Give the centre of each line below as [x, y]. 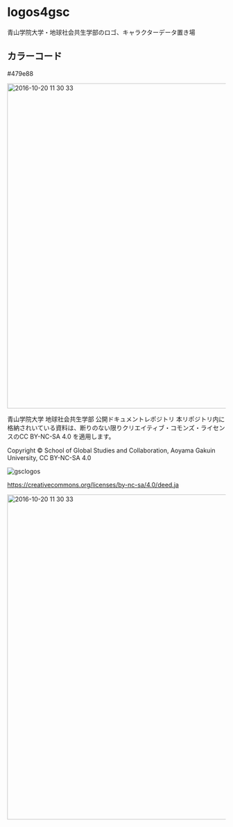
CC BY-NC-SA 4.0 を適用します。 [67, 436]
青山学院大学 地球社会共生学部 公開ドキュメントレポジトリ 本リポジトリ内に [116, 419]
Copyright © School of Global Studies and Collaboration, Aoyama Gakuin [112, 450]
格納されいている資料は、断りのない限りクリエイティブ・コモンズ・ [104, 427]
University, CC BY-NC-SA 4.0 [49, 457]
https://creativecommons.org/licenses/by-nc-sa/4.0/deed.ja [93, 485]
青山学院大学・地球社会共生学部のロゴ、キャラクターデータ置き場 [101, 32]
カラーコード [35, 56]
